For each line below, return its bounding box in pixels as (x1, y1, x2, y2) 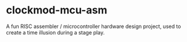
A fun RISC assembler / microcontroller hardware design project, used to (6, 23, 181, 30)
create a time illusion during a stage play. (6, 29, 105, 36)
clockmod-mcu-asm (6, 3, 108, 17)
